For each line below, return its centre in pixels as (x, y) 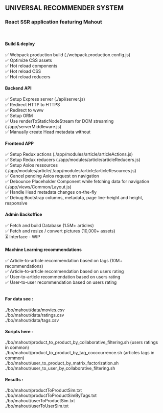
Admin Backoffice (24, 214)
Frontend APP (20, 143)
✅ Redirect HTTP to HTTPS (33, 105)
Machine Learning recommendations (44, 250)
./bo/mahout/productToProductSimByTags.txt (51, 395)
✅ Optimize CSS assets (29, 60)
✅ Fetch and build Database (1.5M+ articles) (49, 225)
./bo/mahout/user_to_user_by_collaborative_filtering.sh (60, 368)
